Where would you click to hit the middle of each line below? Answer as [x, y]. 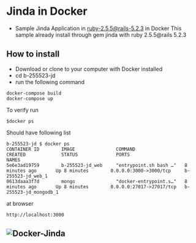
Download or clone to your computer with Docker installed [89, 69]
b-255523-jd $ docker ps [38, 144]
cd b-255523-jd [35, 75]
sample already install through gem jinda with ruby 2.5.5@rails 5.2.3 [101, 34]
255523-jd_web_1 [27, 176]
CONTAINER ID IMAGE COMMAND [71, 149]
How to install [33, 54]
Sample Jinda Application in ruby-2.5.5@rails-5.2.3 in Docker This [98, 28]
